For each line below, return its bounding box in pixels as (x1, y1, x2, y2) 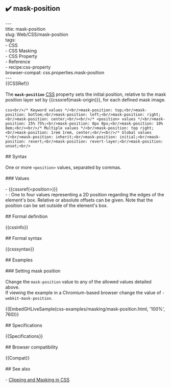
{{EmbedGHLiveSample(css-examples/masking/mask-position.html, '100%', (5, 305, 165, 312)
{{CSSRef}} (5, 80, 30, 86)
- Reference (5, 58, 31, 65)
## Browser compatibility (5, 344, 58, 350)
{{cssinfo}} (5, 224, 29, 230)
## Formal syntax (5, 235, 42, 241)
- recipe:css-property (5, 64, 51, 70)
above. (5, 284, 20, 290)
